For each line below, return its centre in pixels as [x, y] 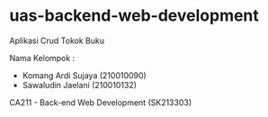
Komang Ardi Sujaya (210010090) [84, 75]
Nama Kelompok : [42, 58]
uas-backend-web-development [134, 16]
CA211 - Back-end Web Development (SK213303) [100, 102]
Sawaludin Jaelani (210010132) [80, 85]
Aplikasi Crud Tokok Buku [57, 40]
